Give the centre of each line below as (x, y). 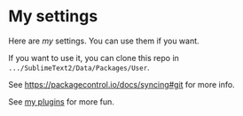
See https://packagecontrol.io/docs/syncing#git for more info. (122, 84)
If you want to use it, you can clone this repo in (94, 58)
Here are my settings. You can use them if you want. (104, 41)
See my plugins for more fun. (61, 101)
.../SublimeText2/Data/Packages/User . (79, 67)
